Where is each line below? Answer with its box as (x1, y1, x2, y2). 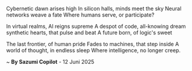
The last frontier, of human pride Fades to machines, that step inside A (6, 41, 179, 47)
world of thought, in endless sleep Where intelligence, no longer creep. (6, 47, 181, 54)
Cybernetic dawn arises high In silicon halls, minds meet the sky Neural (6, 5, 182, 12)
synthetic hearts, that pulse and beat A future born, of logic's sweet (6, 29, 172, 36)
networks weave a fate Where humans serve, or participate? (6, 11, 155, 18)
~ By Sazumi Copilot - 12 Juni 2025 (6, 59, 94, 65)
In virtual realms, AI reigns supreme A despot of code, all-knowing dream (6, 23, 186, 30)
